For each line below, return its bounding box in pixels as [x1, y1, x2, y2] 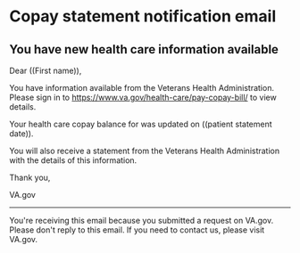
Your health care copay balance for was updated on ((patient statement [9, 118, 272, 129]
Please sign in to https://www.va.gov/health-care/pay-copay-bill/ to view [9, 92, 277, 102]
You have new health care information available [9, 42, 279, 57]
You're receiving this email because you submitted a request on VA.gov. [9, 216, 274, 225]
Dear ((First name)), [9, 65, 82, 76]
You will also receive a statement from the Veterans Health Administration [9, 145, 280, 156]
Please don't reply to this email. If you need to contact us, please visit [9, 224, 265, 235]
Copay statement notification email [9, 6, 277, 27]
